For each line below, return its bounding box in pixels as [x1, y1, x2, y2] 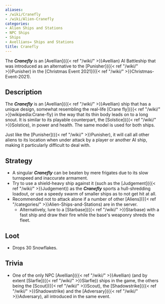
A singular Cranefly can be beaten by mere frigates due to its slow [12, 170, 149, 176]
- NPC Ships [5, 30, 30, 35]
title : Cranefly [5, 44, 39, 49]
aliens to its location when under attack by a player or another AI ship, [5, 137, 147, 143]
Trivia [5, 259, 23, 268]
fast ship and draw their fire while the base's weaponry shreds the [19, 212, 155, 218]
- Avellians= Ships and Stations [5, 40, 74, 45]
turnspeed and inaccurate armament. [12, 175, 88, 181]
